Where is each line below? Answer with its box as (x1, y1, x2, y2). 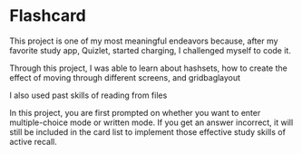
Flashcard (9, 5, 86, 26)
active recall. (9, 136, 57, 147)
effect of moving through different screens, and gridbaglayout (9, 72, 241, 82)
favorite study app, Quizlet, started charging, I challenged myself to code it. (9, 44, 292, 55)
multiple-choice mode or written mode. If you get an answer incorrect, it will (9, 117, 294, 128)
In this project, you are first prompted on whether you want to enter (9, 107, 261, 118)
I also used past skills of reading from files (9, 90, 168, 101)
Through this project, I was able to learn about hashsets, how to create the (9, 63, 287, 73)
